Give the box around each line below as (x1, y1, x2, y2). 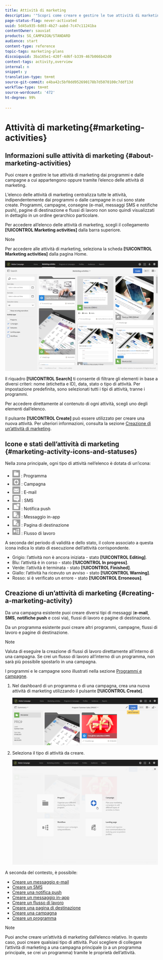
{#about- (125, 151, 154, 160)
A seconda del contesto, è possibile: (5, 869, 78, 875)
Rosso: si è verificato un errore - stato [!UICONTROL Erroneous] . (12, 575, 143, 581)
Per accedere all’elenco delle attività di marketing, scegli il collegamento (5, 222, 149, 228)
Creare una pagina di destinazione (12, 905, 81, 910)
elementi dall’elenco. (5, 406, 46, 412)
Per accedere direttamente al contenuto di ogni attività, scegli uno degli (5, 401, 148, 406)
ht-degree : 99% (5, 95, 36, 100)
